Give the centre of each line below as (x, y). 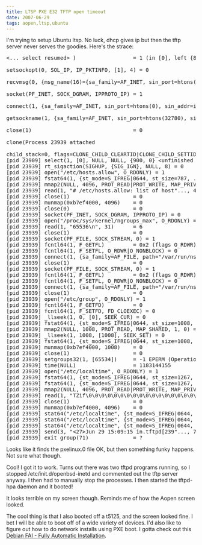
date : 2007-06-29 (28, 17)
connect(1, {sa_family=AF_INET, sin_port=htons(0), (84, 106)
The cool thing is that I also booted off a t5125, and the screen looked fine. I (100, 517)
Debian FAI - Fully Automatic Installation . (56, 536)
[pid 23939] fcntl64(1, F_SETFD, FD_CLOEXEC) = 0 (81, 311)
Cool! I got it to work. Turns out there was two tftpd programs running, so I (98, 467)
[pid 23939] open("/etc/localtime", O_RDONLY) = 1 (82, 372)
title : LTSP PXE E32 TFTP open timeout (56, 12)
